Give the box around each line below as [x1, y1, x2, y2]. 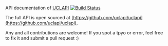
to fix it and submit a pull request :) [5, 35, 79, 41]
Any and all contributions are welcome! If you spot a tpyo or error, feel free [5, 30, 163, 35]
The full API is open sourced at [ [5, 15, 73, 20]
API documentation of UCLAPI [5, 5, 69, 11]
